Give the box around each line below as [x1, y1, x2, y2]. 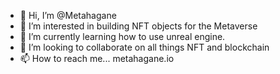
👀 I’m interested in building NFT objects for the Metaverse [19, 20, 258, 32]
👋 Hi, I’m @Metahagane [19, 10, 117, 21]
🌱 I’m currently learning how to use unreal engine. [19, 31, 226, 42]
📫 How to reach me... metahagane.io [19, 53, 175, 64]
